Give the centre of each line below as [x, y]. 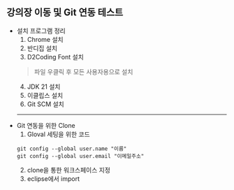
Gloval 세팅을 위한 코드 [58, 134]
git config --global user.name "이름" [72, 149]
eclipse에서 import [53, 178]
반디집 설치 [42, 48]
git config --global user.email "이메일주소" [80, 156]
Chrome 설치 [45, 39]
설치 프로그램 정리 [41, 31]
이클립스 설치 [45, 95]
